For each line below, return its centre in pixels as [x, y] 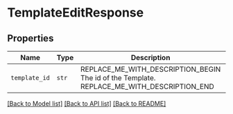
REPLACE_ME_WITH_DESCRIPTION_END [147, 86]
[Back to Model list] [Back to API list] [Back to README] [87, 104]
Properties [31, 38]
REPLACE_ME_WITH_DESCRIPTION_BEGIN [150, 69]
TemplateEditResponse [76, 13]
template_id [31, 78]
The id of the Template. [118, 78]
